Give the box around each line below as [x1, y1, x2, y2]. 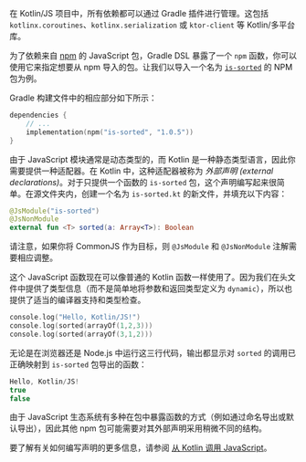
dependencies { [9, 110, 68, 120]
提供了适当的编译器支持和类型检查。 [9, 295, 146, 306]
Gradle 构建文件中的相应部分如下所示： [9, 92, 157, 103]
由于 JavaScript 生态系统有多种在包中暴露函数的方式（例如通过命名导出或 [9, 412, 287, 423]
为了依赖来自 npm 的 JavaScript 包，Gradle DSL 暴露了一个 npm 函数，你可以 [9, 50, 298, 61]
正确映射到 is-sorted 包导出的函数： [9, 359, 148, 370]
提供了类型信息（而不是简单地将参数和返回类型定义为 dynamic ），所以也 [25, 283, 293, 294]
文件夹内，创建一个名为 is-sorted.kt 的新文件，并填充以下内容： [40, 188, 288, 199]
